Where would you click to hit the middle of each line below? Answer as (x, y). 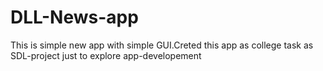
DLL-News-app (74, 17)
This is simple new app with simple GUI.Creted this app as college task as (162, 45)
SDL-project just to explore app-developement (106, 55)
